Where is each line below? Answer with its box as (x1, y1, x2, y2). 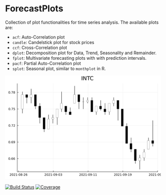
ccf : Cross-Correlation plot (12, 44, 68, 50)
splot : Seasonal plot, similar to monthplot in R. (12, 65, 106, 72)
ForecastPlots (5, 3, 63, 14)
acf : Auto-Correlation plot (12, 34, 65, 40)
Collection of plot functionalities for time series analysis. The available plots (5, 19, 159, 25)
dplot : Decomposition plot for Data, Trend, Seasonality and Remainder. (12, 50, 157, 56)
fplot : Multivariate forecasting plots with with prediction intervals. (12, 55, 147, 61)
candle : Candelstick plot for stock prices (12, 39, 95, 45)
